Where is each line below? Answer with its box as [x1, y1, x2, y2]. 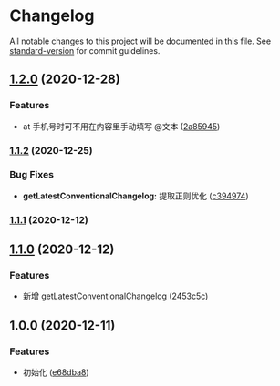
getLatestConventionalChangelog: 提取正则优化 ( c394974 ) [22, 190, 249, 201]
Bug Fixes [9, 168, 55, 181]
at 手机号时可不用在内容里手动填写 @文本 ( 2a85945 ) [22, 120, 221, 132]
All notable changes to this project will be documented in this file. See [9, 36, 272, 46]
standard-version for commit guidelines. [9, 45, 161, 56]
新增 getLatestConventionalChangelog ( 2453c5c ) [22, 290, 209, 301]
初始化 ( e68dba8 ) [22, 367, 89, 378]
